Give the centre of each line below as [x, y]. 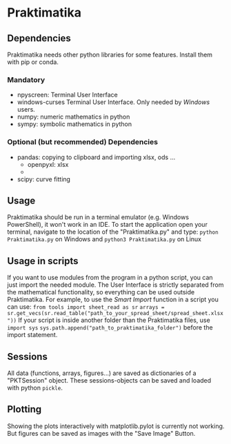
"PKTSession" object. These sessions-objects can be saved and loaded [109, 381]
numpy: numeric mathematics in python [73, 117]
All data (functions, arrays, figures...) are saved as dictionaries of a [102, 373]
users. [26, 110]
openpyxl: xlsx [48, 164]
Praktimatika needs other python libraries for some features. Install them [110, 54]
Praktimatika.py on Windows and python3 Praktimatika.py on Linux [104, 239]
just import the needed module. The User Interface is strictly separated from [115, 285]
